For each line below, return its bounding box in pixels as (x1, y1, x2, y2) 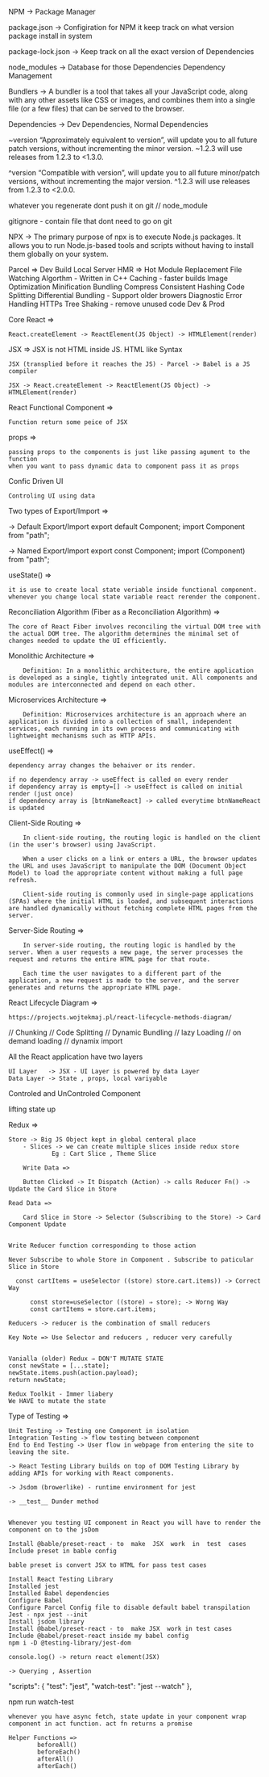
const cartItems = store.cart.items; (29, 1305, 157, 1313)
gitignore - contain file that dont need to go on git (8, 216, 172, 225)
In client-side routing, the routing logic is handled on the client (23, 834, 262, 842)
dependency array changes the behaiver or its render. (8, 762, 197, 770)
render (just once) (8, 790, 74, 798)
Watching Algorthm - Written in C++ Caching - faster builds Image (8, 274, 228, 283)
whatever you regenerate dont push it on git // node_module (8, 201, 208, 210)
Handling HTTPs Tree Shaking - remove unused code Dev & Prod (8, 299, 226, 309)
